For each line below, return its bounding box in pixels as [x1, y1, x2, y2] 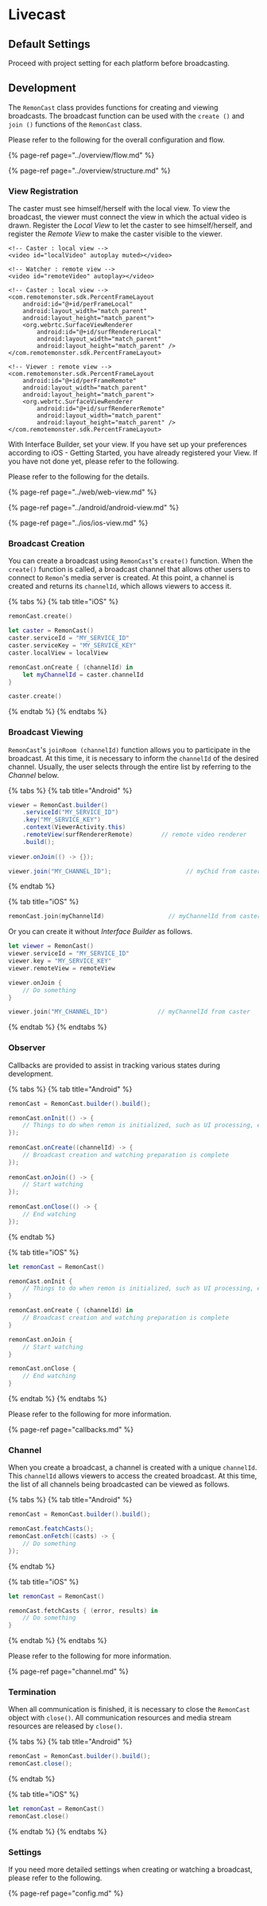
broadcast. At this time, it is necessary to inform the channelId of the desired [8, 753, 259, 763]
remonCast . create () [8, 612, 73, 620]
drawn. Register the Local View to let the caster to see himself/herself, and [8, 221, 253, 230]
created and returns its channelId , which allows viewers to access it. [8, 581, 232, 591]
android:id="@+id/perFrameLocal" [22, 300, 133, 308]
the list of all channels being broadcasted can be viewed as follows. [8, 1479, 230, 1490]
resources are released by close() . [8, 1721, 123, 1731]
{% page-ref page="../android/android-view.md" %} [8, 503, 180, 513]
